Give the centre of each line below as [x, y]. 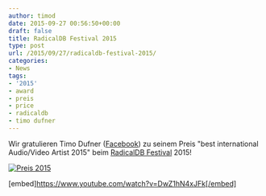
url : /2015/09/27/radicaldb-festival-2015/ [83, 53]
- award [21, 91]
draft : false [30, 31]
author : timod [32, 16]
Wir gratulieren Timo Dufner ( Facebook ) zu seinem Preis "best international [134, 144]
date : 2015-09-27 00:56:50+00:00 [64, 23]
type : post [27, 46]
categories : [28, 61]
